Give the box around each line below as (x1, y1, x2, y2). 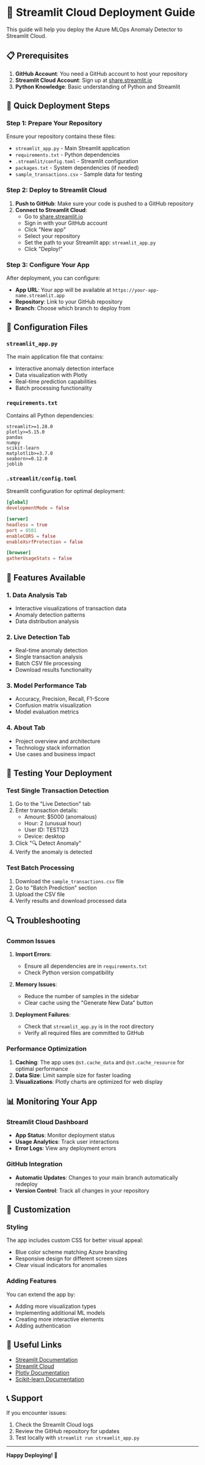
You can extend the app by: (6, 1290, 76, 1298)
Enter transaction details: (15, 806, 78, 814)
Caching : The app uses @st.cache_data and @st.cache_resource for (15, 1058, 185, 1065)
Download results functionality (15, 666, 93, 674)
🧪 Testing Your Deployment (6, 768, 112, 778)
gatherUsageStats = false (6, 555, 72, 561)
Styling (6, 1223, 29, 1232)
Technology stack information (15, 743, 90, 751)
